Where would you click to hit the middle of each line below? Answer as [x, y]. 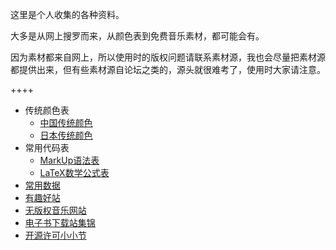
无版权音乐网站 [55, 210]
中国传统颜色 [66, 122]
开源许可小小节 [55, 235]
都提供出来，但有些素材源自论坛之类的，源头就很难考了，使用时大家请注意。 [168, 69]
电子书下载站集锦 [60, 222]
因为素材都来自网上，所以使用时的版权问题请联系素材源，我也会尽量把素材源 [168, 57]
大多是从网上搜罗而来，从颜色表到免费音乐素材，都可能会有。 [137, 36]
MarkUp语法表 [69, 160]
